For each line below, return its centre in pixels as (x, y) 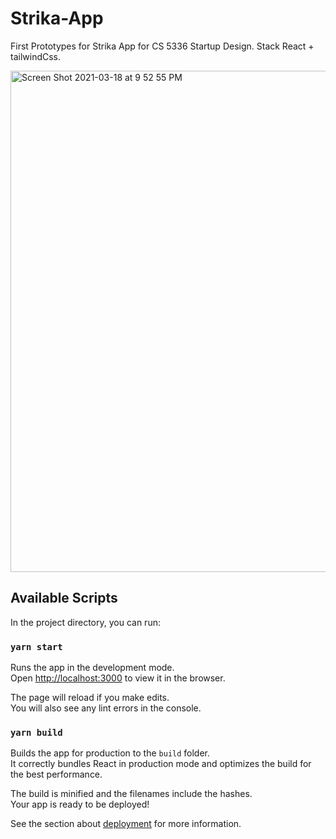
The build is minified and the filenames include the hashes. (131, 794)
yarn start (36, 646)
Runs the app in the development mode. (92, 668)
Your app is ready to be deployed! (80, 804)
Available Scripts (64, 598)
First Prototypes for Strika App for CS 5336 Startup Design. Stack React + (162, 46)
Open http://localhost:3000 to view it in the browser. (118, 678)
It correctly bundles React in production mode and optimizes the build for (161, 764)
